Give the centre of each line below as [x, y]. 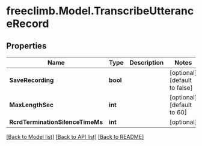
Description [146, 63]
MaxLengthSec [32, 105]
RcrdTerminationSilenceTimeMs [56, 122]
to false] [181, 88]
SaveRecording [32, 80]
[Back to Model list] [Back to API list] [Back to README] [75, 137]
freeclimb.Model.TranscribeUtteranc [100, 11]
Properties [26, 46]
